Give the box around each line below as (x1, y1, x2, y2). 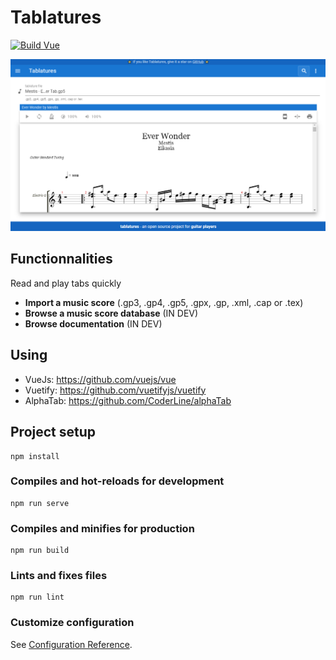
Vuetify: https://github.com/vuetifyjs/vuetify (24, 384, 207, 396)
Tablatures (10, 6, 102, 29)
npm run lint (10, 592, 65, 603)
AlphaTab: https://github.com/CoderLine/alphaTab (24, 394, 232, 406)
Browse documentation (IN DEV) (24, 317, 163, 330)
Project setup (10, 424, 97, 441)
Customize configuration (10, 616, 135, 630)
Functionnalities (10, 251, 113, 268)
